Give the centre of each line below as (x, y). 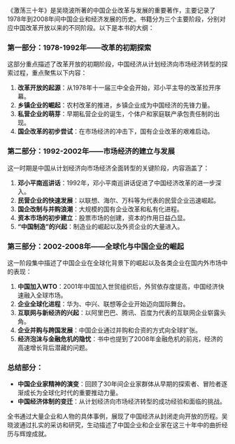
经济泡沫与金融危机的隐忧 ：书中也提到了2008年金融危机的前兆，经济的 (120, 338)
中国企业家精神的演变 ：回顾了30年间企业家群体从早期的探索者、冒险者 (119, 384)
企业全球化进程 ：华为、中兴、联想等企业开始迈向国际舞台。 (103, 303)
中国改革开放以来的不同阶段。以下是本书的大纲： (84, 28)
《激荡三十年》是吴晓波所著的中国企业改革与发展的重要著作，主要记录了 (111, 10)
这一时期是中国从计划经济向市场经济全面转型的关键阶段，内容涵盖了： (108, 168)
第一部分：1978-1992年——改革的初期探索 (79, 48)
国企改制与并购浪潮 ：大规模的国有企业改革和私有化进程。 (100, 209)
